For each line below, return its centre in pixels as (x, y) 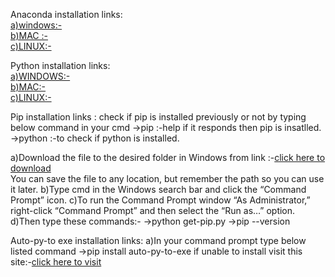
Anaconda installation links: (66, 14)
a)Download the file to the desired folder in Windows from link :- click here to (168, 157)
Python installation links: (60, 65)
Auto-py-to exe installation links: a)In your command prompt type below (158, 240)
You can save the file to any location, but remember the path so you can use (167, 178)
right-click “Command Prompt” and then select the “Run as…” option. (153, 210)
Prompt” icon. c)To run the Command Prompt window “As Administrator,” (160, 200)
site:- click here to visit (56, 262)
